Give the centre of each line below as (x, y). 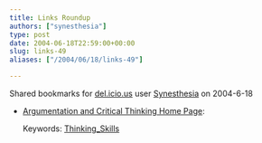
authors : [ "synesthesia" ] (58, 26)
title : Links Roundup (50, 18)
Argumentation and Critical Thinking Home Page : (113, 111)
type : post (30, 34)
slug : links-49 (38, 52)
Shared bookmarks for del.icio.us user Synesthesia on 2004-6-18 (131, 93)
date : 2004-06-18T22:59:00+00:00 (72, 43)
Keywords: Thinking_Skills (71, 129)
